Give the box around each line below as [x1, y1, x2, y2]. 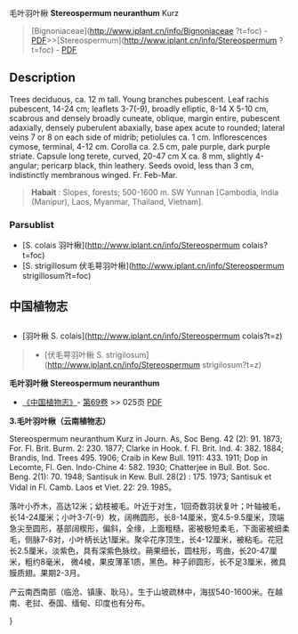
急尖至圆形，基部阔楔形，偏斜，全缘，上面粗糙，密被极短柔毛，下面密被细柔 [9, 523, 290, 533]
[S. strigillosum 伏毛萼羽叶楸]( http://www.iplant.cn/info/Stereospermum [21, 261, 285, 272]
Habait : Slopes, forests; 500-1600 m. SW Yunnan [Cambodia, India [30, 186, 279, 198]
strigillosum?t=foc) [21, 271, 92, 281]
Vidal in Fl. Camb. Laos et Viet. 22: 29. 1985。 [9, 482, 177, 492]
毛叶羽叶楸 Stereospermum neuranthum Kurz [9, 8, 180, 18]
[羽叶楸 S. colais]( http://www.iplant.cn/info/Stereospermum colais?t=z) [21, 330, 283, 341]
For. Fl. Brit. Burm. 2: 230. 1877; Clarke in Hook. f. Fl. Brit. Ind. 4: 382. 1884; [9, 443, 285, 453]
